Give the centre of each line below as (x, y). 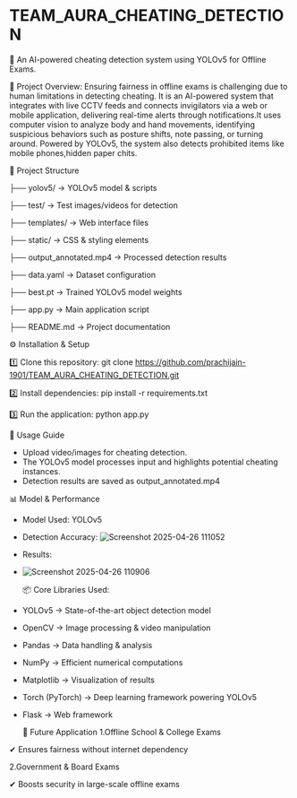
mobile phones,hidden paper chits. (73, 152)
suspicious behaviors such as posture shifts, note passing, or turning (136, 134)
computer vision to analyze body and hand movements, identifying (132, 124)
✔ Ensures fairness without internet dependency (99, 749)
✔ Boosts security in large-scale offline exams (95, 784)
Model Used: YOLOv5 (62, 519)
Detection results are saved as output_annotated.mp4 (121, 481)
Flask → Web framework (68, 715)
